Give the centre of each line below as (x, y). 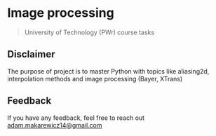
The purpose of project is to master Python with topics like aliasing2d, (108, 71)
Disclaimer (31, 54)
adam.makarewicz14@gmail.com (55, 125)
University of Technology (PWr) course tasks (89, 32)
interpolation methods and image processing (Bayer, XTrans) (95, 79)
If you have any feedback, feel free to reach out (76, 118)
